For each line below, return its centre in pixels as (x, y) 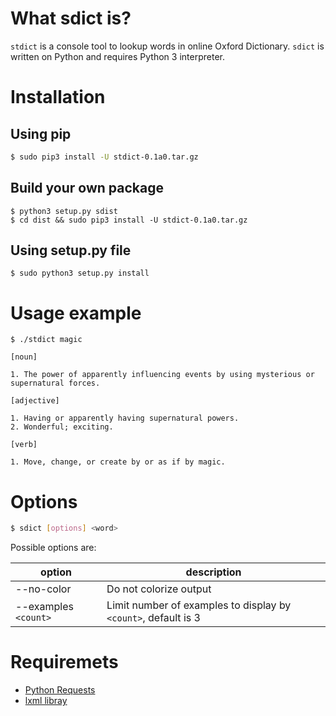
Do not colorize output (159, 589)
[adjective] (35, 401)
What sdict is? (71, 18)
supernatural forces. (55, 383)
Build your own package (87, 188)
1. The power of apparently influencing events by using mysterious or (162, 375)
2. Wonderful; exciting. (62, 427)
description (213, 572)
